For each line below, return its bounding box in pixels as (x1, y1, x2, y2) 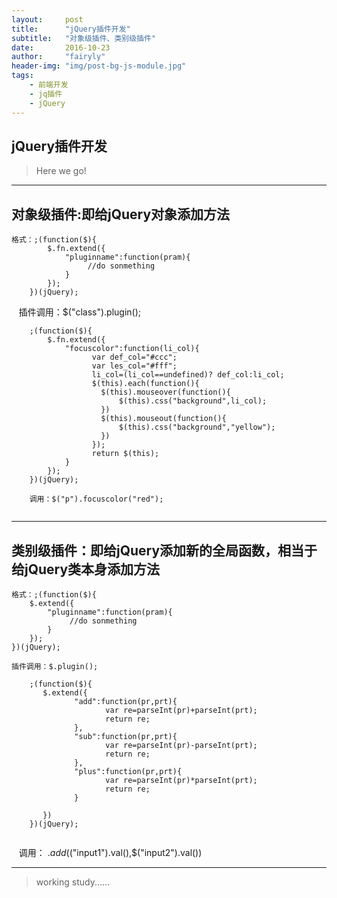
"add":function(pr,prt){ (74, 696, 178, 706)
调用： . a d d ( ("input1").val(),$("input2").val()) (18, 846, 203, 858)
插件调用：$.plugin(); (11, 661, 99, 671)
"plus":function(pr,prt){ (74, 766, 183, 776)
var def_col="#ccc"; (91, 352, 178, 363)
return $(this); (91, 449, 160, 459)
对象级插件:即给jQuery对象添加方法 (11, 206, 231, 223)
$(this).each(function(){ (91, 379, 200, 389)
